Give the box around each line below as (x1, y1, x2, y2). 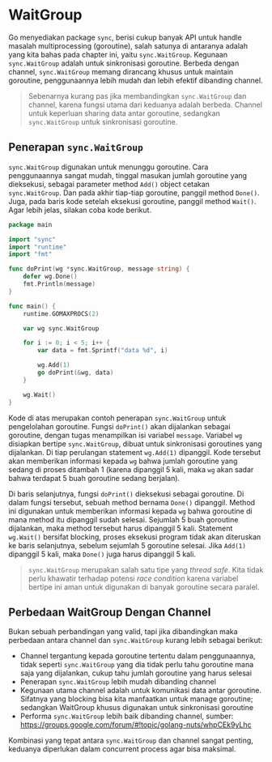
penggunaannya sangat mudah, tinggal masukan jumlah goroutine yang (8, 170, 248, 180)
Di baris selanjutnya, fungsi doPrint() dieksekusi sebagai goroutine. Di (8, 488, 244, 499)
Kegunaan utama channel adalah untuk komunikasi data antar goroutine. (19, 686, 261, 696)
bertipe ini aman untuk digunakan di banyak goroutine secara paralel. (28, 581, 260, 592)
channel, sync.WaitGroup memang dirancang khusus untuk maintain (8, 66, 234, 76)
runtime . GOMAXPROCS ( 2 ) (23, 309, 100, 317)
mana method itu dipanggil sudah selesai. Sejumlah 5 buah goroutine (8, 514, 239, 524)
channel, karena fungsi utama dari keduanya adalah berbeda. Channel (28, 100, 263, 109)
